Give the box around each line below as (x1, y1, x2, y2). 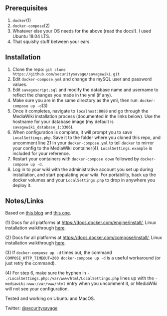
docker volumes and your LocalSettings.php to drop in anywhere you (12, 177, 156, 183)
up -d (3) (30, 102, 48, 108)
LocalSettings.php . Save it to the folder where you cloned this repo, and (12, 134, 161, 140)
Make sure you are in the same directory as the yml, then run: (12, 97, 139, 103)
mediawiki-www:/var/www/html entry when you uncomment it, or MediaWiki (5, 280, 158, 286)
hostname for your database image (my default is (12, 118, 114, 124)
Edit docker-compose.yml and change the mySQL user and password (12, 76, 152, 82)
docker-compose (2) (12, 22, 50, 28)
